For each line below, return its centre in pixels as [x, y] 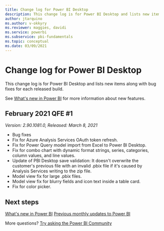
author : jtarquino [24, 19]
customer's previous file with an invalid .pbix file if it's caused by [77, 166]
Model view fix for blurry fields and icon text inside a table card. [76, 182]
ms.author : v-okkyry [26, 23]
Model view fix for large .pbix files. [47, 176]
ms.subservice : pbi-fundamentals [39, 37]
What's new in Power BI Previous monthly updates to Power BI [68, 214]
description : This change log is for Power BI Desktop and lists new [77, 14]
